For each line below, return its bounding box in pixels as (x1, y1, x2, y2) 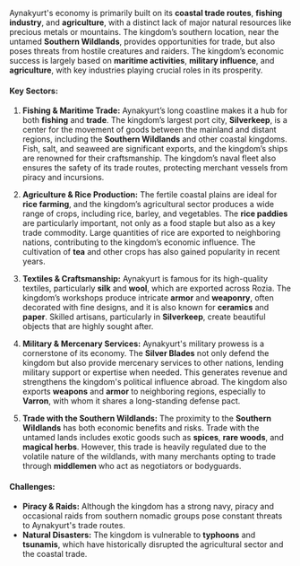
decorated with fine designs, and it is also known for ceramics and (21, 302, 270, 313)
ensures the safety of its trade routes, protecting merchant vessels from (21, 162, 288, 173)
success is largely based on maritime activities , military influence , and (9, 56, 275, 65)
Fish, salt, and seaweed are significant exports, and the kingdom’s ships (21, 144, 288, 154)
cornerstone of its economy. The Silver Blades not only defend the (21, 348, 270, 359)
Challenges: (9, 481, 56, 492)
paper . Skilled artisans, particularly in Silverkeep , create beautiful (21, 311, 266, 322)
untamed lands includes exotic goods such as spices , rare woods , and (21, 432, 285, 443)
